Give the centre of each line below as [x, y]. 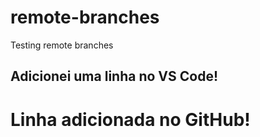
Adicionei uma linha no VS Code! [114, 76]
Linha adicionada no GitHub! [130, 119]
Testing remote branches [62, 45]
